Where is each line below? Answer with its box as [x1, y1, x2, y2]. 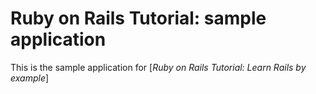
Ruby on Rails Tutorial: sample [10, 7, 267, 30]
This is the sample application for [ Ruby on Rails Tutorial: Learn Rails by [10, 61, 307, 73]
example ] [10, 72, 50, 84]
